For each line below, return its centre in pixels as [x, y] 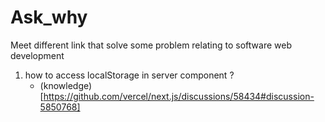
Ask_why [49, 17]
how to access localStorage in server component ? [129, 75]
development [37, 55]
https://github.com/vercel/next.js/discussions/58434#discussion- [179, 96]
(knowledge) [66, 85]
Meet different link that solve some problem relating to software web [151, 45]
